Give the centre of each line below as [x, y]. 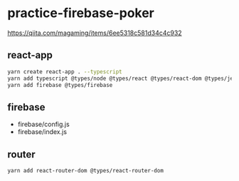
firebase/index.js [42, 132]
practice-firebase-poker [81, 13]
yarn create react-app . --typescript [65, 72]
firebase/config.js [43, 124]
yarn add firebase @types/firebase [60, 85]
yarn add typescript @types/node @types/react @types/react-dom [105, 78]
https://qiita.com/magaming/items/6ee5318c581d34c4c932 [95, 33]
